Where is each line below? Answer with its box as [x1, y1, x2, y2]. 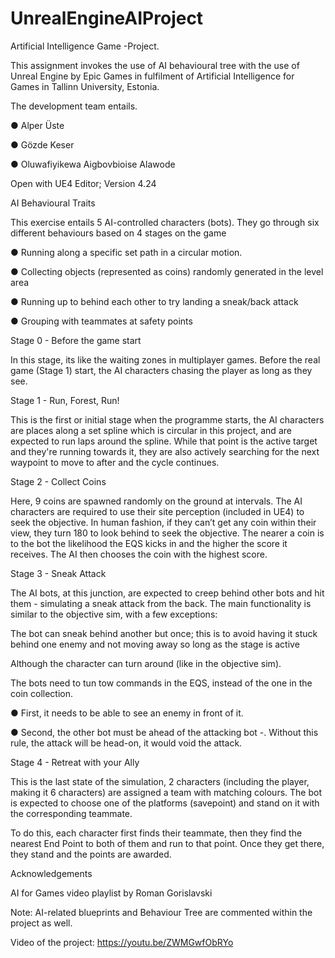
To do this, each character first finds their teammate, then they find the [10, 827, 303, 839]
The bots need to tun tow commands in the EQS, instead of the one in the [10, 677, 313, 689]
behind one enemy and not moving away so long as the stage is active [10, 638, 300, 650]
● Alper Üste [10, 119, 65, 131]
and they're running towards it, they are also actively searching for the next [10, 445, 320, 457]
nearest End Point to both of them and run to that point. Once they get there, [10, 837, 325, 849]
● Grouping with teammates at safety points [10, 315, 193, 327]
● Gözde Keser [10, 138, 75, 151]
